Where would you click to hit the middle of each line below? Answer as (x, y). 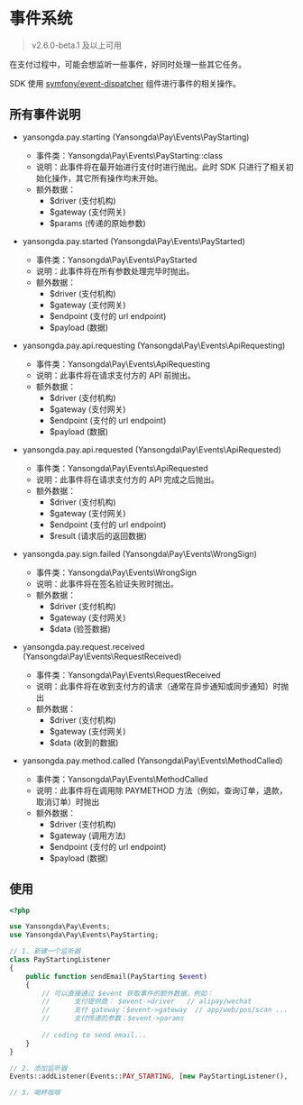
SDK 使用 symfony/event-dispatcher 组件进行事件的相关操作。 (125, 83)
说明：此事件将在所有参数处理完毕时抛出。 (115, 270)
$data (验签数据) (80, 628)
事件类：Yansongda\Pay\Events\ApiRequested (122, 468)
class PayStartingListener (60, 960)
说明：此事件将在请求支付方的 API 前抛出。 (115, 375)
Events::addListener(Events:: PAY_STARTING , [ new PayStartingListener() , (149, 1077)
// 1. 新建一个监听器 (45, 952)
